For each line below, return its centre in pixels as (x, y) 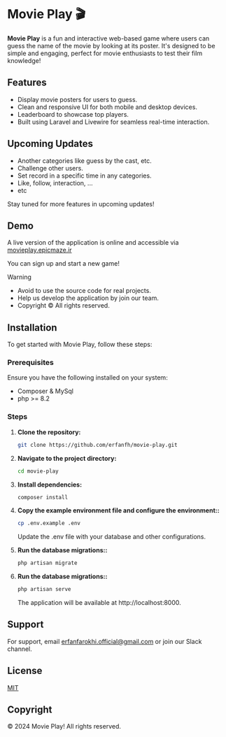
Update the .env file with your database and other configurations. (112, 537)
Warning (19, 277)
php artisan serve (44, 589)
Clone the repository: (49, 432)
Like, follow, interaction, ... (55, 183)
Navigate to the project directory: (67, 458)
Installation (32, 328)
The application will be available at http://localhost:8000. (99, 603)
